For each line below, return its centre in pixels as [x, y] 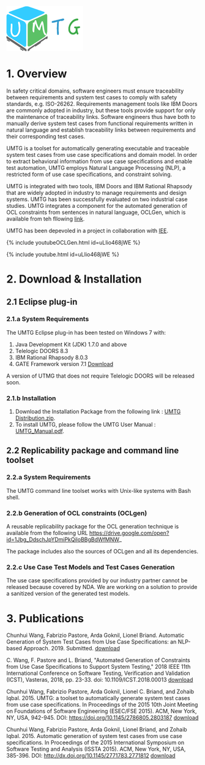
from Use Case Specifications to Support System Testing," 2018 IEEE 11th [99, 667]
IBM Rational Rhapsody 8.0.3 [51, 357]
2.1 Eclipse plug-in [42, 302]
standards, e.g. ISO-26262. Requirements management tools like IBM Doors [102, 104]
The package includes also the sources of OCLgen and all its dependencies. [102, 552]
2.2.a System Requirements [49, 478]
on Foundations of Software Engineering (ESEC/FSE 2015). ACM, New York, [102, 711]
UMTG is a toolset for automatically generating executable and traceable [98, 148]
